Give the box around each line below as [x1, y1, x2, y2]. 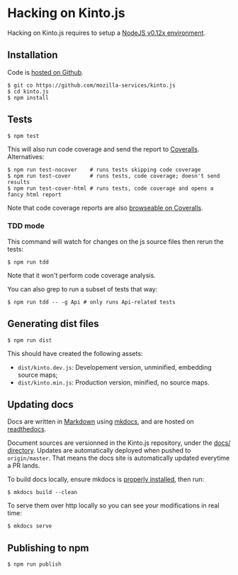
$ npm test [7, 132, 40, 139]
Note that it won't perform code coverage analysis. [7, 271, 156, 279]
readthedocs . [7, 425, 47, 434]
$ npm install [7, 94, 50, 101]
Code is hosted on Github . [7, 68, 84, 76]
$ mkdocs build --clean [7, 489, 78, 496]
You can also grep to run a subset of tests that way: [7, 284, 158, 293]
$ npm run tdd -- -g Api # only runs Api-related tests [7, 299, 176, 306]
